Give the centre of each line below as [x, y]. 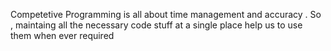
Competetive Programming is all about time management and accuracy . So [166, 14]
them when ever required [62, 35]
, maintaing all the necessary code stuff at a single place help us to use [156, 25]
